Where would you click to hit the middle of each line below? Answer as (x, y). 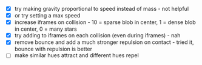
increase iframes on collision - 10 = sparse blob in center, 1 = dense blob (105, 22)
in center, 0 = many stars (45, 29)
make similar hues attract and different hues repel (76, 55)
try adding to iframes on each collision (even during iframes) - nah (97, 36)
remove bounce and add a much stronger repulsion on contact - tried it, (104, 42)
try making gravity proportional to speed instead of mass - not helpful (102, 9)
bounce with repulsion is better (53, 49)
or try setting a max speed (47, 16)
